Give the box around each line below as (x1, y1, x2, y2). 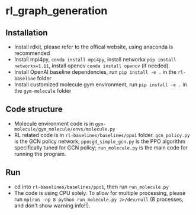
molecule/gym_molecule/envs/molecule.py (14, 126, 115, 132)
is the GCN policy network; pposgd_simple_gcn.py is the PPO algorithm (14, 138, 186, 145)
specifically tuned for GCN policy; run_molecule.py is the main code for (14, 144, 188, 151)
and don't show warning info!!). (14, 202, 91, 209)
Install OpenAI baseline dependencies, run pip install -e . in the (14, 69, 177, 75)
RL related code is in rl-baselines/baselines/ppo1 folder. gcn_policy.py (14, 131, 190, 138)
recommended (14, 50, 50, 57)
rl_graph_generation (5, 4, 108, 18)
